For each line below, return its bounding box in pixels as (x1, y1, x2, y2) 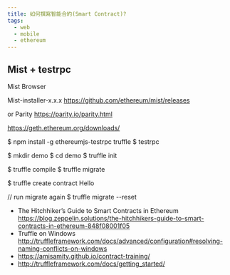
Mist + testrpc (7, 63, 71, 76)
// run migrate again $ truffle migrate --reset (7, 192, 137, 201)
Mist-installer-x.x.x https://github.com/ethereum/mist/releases (7, 95, 190, 104)
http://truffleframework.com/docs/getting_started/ (17, 259, 165, 268)
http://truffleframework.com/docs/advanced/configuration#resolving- (17, 237, 223, 245)
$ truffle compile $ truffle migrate (7, 165, 105, 173)
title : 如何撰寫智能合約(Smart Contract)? (7, 10, 127, 18)
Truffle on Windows (17, 229, 76, 237)
